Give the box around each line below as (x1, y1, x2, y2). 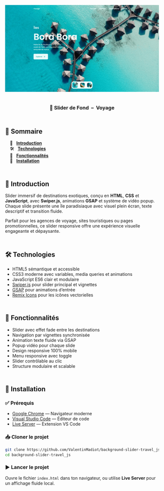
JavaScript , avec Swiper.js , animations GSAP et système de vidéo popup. (5, 198, 155, 204)
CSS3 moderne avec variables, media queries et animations (12, 271, 133, 277)
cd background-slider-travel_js (5, 452, 71, 457)
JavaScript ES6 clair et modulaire (12, 276, 79, 282)
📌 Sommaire (5, 127, 43, 135)
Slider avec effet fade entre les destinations (12, 327, 100, 333)
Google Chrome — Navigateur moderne (12, 411, 92, 417)
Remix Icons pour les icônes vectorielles (12, 292, 94, 298)
